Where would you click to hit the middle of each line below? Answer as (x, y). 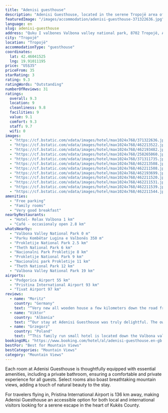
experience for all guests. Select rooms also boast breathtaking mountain (80, 379)
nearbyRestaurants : (25, 215)
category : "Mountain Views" (34, 355)
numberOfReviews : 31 (27, 89)
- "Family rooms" (28, 205)
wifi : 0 (18, 131)
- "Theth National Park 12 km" (42, 266)
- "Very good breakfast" (35, 210)
